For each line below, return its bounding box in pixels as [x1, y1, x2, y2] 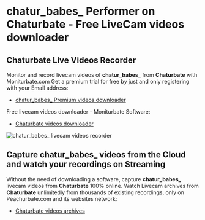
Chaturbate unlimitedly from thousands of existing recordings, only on [6, 189, 185, 196]
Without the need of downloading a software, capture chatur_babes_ [6, 175, 182, 183]
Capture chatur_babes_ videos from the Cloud [6, 149, 186, 160]
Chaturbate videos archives [15, 207, 86, 214]
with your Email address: [6, 84, 69, 92]
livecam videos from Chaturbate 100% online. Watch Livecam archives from [6, 182, 199, 189]
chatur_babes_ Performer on [6, 4, 155, 18]
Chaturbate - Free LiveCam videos [6, 17, 185, 31]
